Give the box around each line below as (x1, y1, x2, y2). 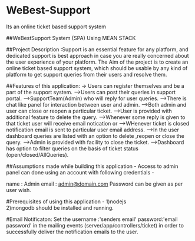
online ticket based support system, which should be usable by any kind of (6, 64, 188, 71)
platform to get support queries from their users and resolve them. (6, 71, 167, 78)
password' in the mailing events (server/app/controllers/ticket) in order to (6, 222, 184, 229)
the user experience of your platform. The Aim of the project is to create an (6, 58, 189, 65)
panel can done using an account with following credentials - (6, 169, 154, 176)
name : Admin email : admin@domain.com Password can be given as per (6, 180, 183, 187)
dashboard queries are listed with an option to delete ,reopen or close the (6, 132, 184, 139)
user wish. (6, 186, 31, 193)
